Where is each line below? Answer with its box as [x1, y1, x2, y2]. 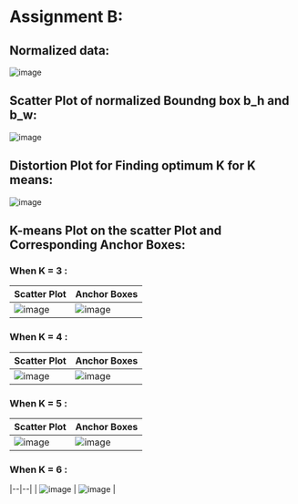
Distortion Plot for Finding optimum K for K [9, 158, 257, 174]
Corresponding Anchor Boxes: [9, 237, 186, 252]
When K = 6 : [9, 463, 68, 476]
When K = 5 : [9, 396, 68, 409]
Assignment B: [9, 6, 124, 27]
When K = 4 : [9, 331, 68, 344]
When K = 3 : [9, 264, 68, 277]
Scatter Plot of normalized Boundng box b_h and [9, 93, 290, 108]
